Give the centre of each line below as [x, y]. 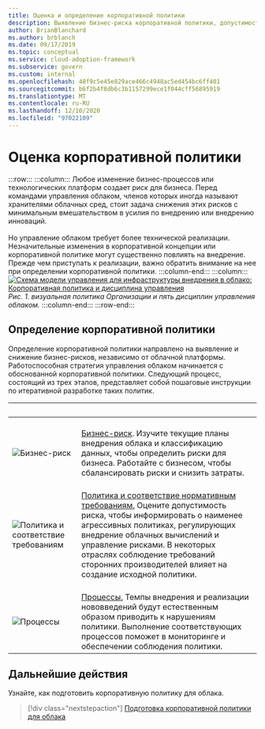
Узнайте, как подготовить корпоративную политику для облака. [116, 693]
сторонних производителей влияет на [154, 564]
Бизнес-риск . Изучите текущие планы [155, 433]
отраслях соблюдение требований [148, 555]
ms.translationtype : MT [47, 96]
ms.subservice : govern [45, 67]
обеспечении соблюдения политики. [152, 646]
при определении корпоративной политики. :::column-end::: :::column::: [128, 271]
